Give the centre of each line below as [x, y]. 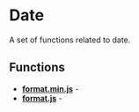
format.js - [42, 98]
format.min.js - [50, 88]
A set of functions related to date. [70, 40]
